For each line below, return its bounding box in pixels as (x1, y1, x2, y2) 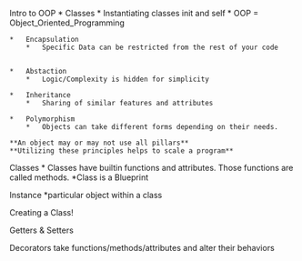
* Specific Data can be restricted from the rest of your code (25, 43, 279, 52)
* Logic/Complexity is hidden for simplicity (25, 75, 209, 84)
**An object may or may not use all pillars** (9, 138, 189, 147)
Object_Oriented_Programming (9, 17, 126, 28)
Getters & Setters (9, 225, 75, 236)
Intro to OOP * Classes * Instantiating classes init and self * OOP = (9, 8, 259, 18)
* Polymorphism (9, 115, 75, 124)
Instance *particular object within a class (9, 190, 163, 200)
